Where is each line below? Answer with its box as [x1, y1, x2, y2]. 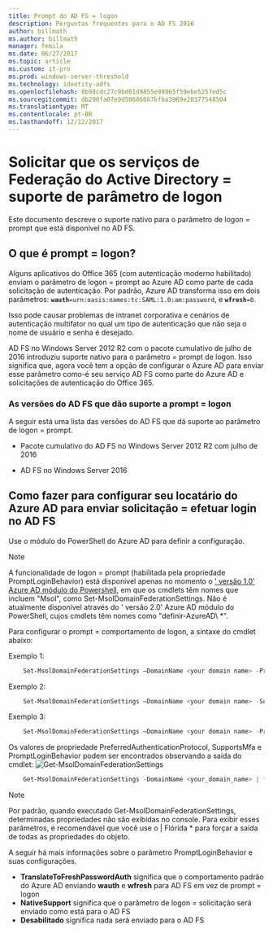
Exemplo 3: [8, 712, 46, 721]
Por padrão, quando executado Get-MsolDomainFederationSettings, [8, 806, 236, 816]
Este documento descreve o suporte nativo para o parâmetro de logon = [8, 214, 250, 224]
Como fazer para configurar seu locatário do [8, 489, 238, 503]
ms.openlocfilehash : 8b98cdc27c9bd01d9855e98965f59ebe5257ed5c [8, 87, 227, 96]
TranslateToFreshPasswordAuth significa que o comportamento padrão [19, 872, 264, 882]
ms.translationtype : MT [8, 103, 89, 111]
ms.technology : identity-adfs [8, 80, 111, 88]
